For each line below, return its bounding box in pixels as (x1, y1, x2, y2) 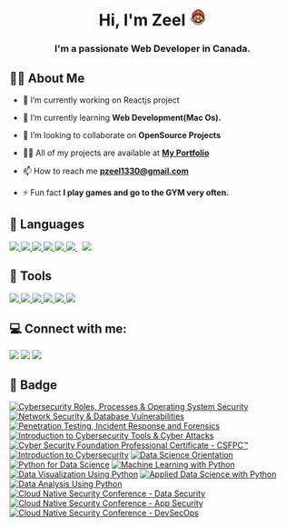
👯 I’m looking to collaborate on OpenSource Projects (22, 129, 221, 140)
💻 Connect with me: (9, 321, 127, 336)
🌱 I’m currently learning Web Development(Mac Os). (22, 112, 222, 123)
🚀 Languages (9, 217, 84, 233)
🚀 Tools (9, 268, 53, 284)
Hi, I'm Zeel (98, 10, 186, 31)
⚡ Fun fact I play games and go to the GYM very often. (22, 186, 230, 198)
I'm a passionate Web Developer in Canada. (54, 43, 251, 55)
